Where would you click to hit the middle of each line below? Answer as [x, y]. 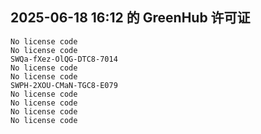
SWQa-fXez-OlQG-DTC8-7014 [64, 59]
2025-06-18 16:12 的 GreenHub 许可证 [130, 18]
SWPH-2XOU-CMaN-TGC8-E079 [64, 85]
